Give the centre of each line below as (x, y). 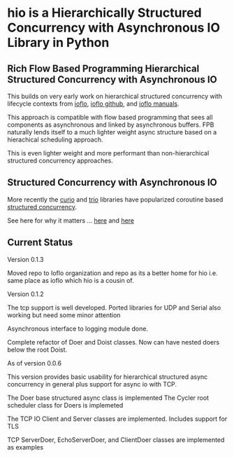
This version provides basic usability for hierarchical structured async (108, 377)
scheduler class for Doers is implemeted (65, 405)
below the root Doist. (37, 349)
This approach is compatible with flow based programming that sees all (110, 117)
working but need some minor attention (64, 315)
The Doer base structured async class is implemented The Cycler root (108, 398)
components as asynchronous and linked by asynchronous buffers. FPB (111, 125)
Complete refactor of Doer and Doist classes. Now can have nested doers (114, 342)
